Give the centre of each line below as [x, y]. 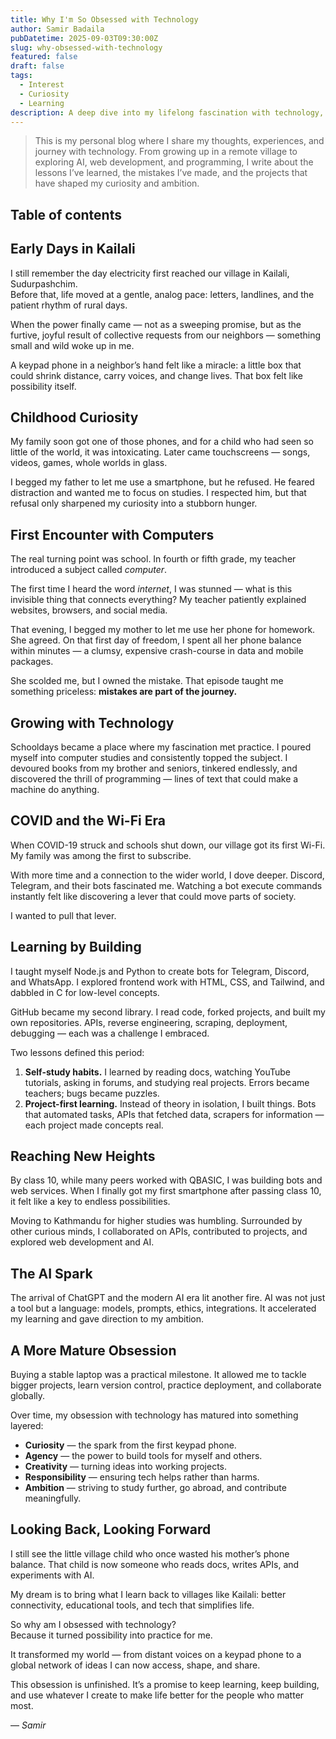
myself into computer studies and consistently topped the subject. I [149, 758]
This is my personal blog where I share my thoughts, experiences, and [179, 141]
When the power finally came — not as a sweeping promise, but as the [156, 324]
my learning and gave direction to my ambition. [107, 1319]
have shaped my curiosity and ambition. [117, 183]
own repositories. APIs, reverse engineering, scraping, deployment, [149, 1022]
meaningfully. [53, 1498]
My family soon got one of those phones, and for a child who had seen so [162, 442]
